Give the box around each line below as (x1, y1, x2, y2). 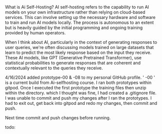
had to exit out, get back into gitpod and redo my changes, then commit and (5, 100, 157, 106)
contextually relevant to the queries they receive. (5, 65, 103, 71)
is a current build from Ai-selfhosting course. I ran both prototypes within (5, 80, 152, 85)
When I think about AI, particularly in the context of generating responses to (5, 39, 157, 45)
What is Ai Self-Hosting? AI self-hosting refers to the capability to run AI (5, 4, 149, 10)
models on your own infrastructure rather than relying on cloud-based (5, 9, 145, 15)
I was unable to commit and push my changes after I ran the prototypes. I (5, 95, 152, 101)
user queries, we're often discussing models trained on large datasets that (5, 45, 154, 50)
